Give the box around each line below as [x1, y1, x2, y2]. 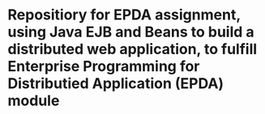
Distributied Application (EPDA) [7, 74, 224, 93]
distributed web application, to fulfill [7, 40, 258, 58]
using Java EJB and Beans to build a [7, 23, 254, 41]
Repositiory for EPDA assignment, [7, 6, 241, 24]
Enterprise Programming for [7, 57, 200, 76]
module [7, 91, 60, 110]
